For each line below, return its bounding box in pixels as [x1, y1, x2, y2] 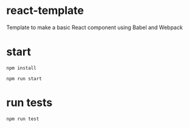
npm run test [6, 116, 40, 122]
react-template [6, 4, 84, 18]
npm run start [6, 75, 43, 82]
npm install [6, 65, 36, 71]
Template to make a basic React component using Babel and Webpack [6, 24, 184, 31]
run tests [6, 96, 53, 110]
